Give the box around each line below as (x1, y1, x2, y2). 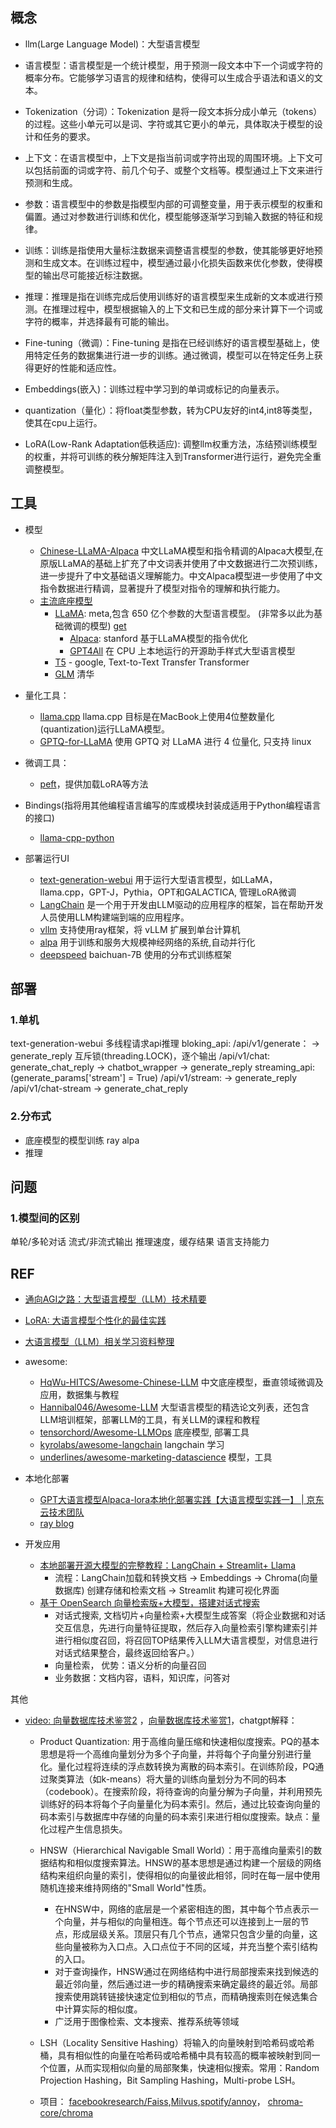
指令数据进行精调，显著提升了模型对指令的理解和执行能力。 (39, 582, 286, 594)
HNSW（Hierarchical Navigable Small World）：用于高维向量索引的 (39, 1844, 314, 1857)
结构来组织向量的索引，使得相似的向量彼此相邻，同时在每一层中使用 (39, 1869, 321, 1882)
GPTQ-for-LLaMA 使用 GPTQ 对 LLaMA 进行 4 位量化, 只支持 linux (39, 735, 312, 747)
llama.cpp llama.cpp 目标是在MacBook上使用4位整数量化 (39, 710, 275, 722)
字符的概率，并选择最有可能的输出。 (24, 315, 175, 327)
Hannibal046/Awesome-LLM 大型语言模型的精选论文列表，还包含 (39, 1401, 310, 1413)
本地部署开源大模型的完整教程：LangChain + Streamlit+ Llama (39, 1559, 296, 1572)
